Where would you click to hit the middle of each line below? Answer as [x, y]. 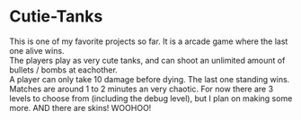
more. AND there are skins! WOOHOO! [80, 107]
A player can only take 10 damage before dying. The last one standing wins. [150, 79]
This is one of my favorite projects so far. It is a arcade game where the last [149, 41]
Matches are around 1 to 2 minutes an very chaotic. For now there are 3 [142, 89]
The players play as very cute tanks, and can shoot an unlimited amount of [147, 60]
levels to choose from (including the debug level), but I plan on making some [151, 98]
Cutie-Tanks [56, 17]
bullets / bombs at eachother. [64, 70]
